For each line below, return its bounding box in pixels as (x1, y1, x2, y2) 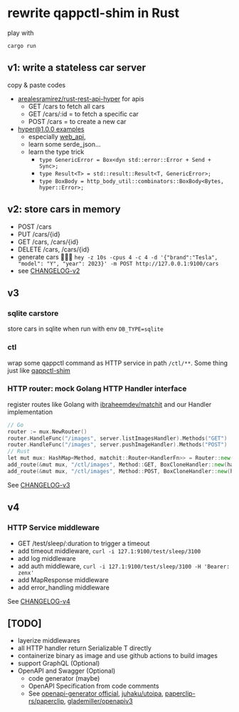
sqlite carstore (7, 308, 59, 318)
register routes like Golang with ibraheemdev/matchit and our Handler (7, 400, 212, 408)
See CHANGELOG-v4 (7, 597, 70, 605)
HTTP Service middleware (7, 522, 100, 532)
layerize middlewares (17, 636, 80, 645)
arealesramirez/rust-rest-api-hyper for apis (17, 94, 144, 103)
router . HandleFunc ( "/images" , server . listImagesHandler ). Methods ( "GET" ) (7, 435, 228, 442)
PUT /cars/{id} (17, 229, 60, 238)
